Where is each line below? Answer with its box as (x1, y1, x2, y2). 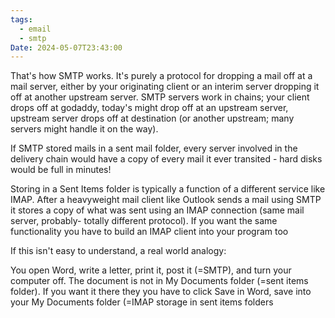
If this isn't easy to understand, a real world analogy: (10, 245, 227, 257)
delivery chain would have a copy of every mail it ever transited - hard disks (10, 153, 323, 165)
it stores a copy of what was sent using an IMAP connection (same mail (10, 204, 305, 216)
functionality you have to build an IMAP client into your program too (10, 226, 289, 238)
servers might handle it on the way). (10, 123, 159, 135)
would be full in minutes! (10, 164, 112, 176)
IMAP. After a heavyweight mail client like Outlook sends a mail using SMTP (10, 194, 322, 206)
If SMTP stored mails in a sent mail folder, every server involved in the (10, 142, 298, 155)
